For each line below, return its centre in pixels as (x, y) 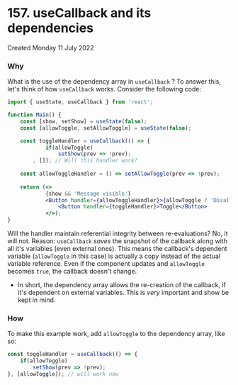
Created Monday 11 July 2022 (51, 48)
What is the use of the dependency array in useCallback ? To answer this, (114, 82)
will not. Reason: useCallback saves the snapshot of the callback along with (118, 241)
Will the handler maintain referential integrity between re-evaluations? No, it (118, 234)
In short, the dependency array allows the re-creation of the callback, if (122, 285)
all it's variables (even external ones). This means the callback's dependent (118, 249)
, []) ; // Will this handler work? (85, 161)
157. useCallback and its (79, 13)
